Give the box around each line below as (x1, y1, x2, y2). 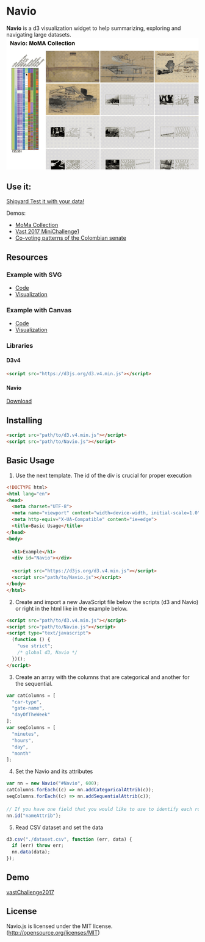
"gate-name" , (12, 705, 45, 711)
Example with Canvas (6, 306, 72, 314)
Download (6, 398, 32, 405)
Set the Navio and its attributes (15, 768, 93, 775)
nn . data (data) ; (12, 849, 51, 855)
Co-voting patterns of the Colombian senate (15, 234, 126, 242)
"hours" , (12, 737, 34, 744)
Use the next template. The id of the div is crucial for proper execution (15, 472, 192, 479)
